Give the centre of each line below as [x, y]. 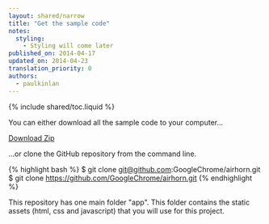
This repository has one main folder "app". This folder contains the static [129, 202]
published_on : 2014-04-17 [52, 53]
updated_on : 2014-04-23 [48, 61]
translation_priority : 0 [50, 69]
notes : [19, 31]
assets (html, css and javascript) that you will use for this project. [116, 210]
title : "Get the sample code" [59, 23]
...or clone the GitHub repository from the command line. [103, 154]
